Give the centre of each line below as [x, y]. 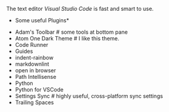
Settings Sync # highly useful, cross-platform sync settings [89, 96]
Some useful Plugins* [42, 20]
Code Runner [31, 45]
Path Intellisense [35, 77]
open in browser [35, 70]
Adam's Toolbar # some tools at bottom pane [71, 32]
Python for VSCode [39, 89]
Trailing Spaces [35, 102]
